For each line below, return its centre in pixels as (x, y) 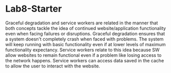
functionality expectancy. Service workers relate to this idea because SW (82, 50)
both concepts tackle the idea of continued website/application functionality (86, 28)
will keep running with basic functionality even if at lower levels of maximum (85, 44)
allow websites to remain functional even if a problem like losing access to (83, 55)
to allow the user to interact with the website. (53, 66)
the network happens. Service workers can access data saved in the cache (85, 60)
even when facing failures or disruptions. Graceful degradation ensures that (85, 33)
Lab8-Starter (34, 9)
